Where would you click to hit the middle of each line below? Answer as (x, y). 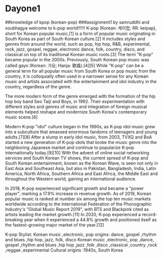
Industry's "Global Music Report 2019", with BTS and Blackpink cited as (77, 209)
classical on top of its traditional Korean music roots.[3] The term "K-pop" (79, 54)
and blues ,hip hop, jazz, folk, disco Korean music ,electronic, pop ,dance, (80, 239)
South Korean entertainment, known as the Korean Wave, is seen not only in (81, 163)
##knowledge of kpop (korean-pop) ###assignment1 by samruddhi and (77, 22)
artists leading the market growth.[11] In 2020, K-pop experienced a (73, 214)
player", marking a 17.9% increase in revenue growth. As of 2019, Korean (78, 193)
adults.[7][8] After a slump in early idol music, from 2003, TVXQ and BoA (79, 137)
